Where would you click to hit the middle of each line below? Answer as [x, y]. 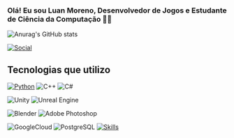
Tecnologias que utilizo [59, 69]
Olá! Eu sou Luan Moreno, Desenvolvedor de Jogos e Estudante [117, 10]
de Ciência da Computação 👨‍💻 [60, 19]
